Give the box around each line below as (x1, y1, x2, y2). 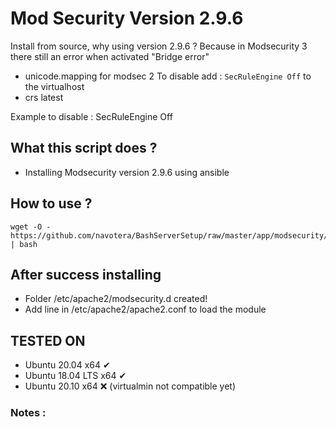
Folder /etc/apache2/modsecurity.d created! (24, 293, 208, 305)
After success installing (10, 266, 162, 283)
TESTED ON (10, 332, 86, 349)
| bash (10, 239, 38, 249)
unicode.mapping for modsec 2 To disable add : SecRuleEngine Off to (24, 70, 312, 82)
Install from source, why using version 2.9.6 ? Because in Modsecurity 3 (10, 40, 308, 52)
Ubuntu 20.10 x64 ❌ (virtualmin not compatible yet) (24, 380, 237, 392)
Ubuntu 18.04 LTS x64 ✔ (24, 370, 127, 382)
